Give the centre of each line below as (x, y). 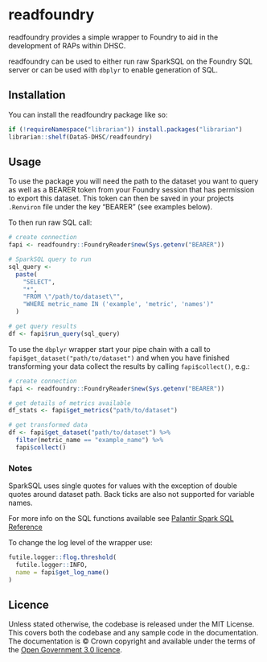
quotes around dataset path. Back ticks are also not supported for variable (131, 494)
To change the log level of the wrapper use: (80, 543)
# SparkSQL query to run (50, 259)
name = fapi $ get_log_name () (63, 572)
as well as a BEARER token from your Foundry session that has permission (131, 190)
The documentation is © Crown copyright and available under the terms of (132, 641)
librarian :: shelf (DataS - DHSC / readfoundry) (80, 137)
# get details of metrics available (70, 403)
